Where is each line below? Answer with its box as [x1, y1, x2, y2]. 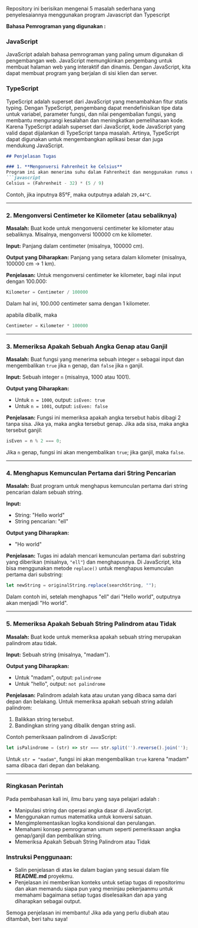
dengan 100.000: [6, 278, 47, 285]
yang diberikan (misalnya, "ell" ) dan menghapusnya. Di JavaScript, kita [6, 558, 181, 566]
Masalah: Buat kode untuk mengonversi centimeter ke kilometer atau [6, 224, 174, 232]
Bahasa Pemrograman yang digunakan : [6, 23, 106, 30]
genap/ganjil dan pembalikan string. [14, 832, 102, 839]
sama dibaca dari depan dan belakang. [6, 761, 101, 769]
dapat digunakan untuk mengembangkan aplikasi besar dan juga [6, 135, 163, 142]
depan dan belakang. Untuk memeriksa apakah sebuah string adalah [6, 698, 173, 705]
